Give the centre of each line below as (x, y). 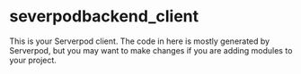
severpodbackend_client (104, 16)
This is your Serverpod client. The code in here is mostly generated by (140, 41)
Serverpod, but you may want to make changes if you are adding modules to (151, 50)
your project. (33, 60)
